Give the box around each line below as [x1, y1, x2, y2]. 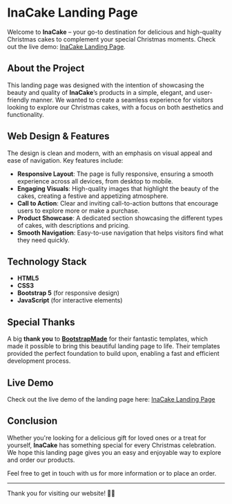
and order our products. [7, 456, 75, 464]
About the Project [7, 62, 85, 74]
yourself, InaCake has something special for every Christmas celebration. [7, 441, 216, 449]
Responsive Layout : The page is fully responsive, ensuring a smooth [17, 170, 214, 178]
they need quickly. [17, 235, 70, 244]
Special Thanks [7, 316, 75, 328]
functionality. [7, 110, 45, 118]
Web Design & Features [7, 130, 110, 143]
